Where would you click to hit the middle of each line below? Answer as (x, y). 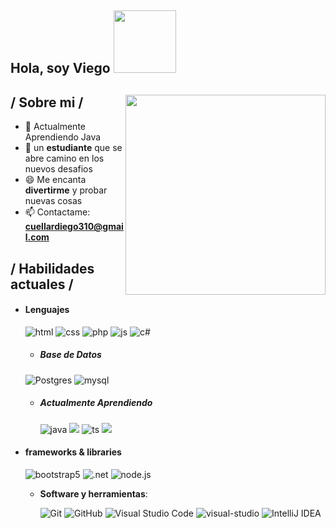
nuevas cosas (53, 201)
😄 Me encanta (55, 180)
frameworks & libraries (73, 452)
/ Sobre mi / (47, 102)
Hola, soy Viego (60, 68)
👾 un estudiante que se (73, 148)
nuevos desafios (58, 169)
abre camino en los (64, 158)
